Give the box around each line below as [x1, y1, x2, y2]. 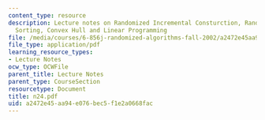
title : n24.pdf [8, 92, 58, 100]
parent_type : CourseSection [8, 77, 101, 85]
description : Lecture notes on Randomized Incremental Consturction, [8, 19, 242, 27]
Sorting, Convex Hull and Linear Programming [15, 26, 168, 34]
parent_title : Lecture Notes [8, 70, 104, 78]
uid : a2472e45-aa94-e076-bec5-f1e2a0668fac [8, 99, 154, 107]
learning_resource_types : [8, 48, 93, 56]
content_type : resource [8, 11, 87, 20]
